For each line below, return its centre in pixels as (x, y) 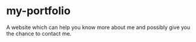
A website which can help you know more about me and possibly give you (98, 27)
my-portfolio (39, 11)
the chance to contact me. (39, 33)
